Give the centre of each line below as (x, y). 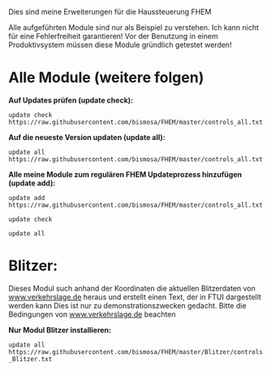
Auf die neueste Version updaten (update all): (87, 137)
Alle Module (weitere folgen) (106, 78)
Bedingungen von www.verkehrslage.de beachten (92, 314)
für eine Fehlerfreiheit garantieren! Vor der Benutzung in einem (113, 36)
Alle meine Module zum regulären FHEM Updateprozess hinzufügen (125, 174)
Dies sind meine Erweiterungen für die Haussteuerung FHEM (110, 12)
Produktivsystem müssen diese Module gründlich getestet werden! (120, 45)
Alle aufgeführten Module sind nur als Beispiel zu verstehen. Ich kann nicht (134, 27)
